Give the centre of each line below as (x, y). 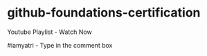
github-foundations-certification (104, 13)
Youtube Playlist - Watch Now (49, 32)
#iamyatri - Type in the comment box (60, 45)
